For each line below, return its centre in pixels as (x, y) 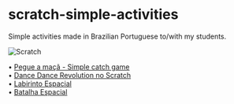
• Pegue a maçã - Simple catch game (69, 67)
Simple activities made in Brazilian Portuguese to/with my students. (117, 36)
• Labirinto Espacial (40, 84)
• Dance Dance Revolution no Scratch (70, 75)
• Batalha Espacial (38, 91)
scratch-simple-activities (93, 15)
